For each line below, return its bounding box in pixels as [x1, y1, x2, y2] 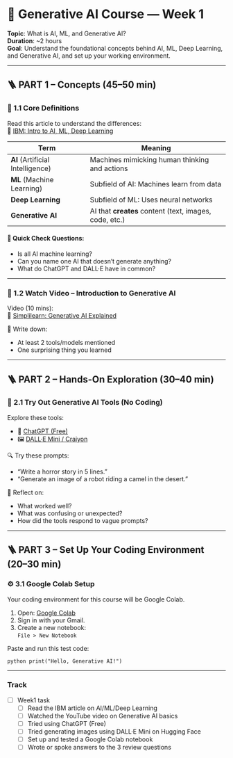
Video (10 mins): [7, 304, 54, 312]
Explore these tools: [7, 413, 64, 421]
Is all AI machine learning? [17, 250, 92, 258]
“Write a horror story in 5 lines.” [17, 467, 107, 476]
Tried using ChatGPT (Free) [27, 719, 106, 727]
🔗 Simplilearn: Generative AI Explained [7, 312, 116, 320]
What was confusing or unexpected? [17, 509, 123, 517]
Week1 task [17, 695, 51, 704]
